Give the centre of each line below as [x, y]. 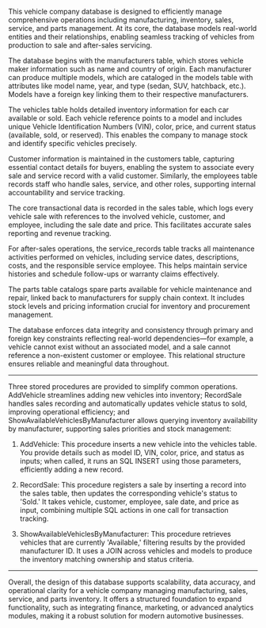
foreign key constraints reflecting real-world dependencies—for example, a [131, 338]
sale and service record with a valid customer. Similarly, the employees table [133, 175]
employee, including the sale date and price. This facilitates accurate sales [130, 225]
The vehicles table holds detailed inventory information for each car [119, 110]
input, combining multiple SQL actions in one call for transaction [124, 510]
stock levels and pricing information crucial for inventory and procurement [129, 306]
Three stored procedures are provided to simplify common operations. [123, 387]
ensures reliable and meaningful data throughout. [89, 364]
